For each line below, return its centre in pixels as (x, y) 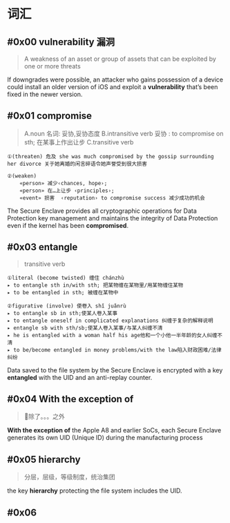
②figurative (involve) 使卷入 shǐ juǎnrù (67, 306)
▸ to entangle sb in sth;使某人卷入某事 (63, 313)
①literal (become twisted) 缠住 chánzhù (66, 278)
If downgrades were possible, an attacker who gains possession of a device (115, 79)
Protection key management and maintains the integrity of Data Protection (113, 218)
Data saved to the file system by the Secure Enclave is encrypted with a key (115, 370)
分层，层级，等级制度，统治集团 (69, 477)
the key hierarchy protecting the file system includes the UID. (95, 491)
